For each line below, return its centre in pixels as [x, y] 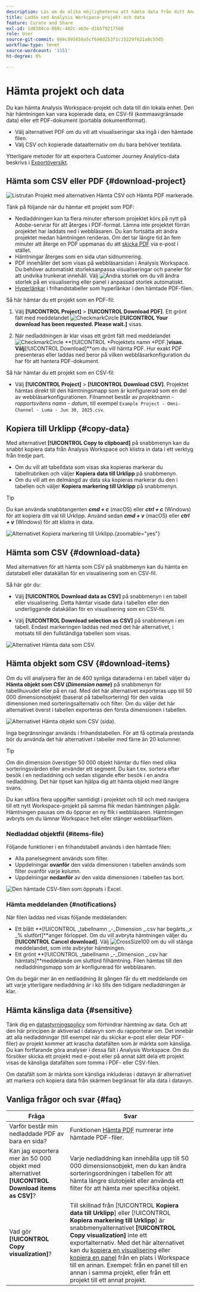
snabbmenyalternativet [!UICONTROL [123, 1228]
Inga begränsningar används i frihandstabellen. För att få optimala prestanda [100, 733]
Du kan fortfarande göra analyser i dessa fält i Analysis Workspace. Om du [98, 1050]
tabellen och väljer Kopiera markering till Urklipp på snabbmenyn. [96, 486]
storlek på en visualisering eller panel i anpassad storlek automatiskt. [99, 282]
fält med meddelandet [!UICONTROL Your [91, 318]
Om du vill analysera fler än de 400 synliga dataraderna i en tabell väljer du [98, 678]
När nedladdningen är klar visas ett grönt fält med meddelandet [93, 336]
